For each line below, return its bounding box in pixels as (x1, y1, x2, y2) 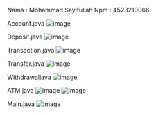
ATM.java (7, 87, 34, 94)
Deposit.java (7, 33, 43, 41)
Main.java (7, 100, 35, 108)
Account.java (7, 19, 45, 27)
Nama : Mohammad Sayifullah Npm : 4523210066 (7, 6, 150, 14)
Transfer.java (7, 60, 45, 68)
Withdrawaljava (7, 73, 52, 81)
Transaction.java (7, 46, 55, 54)
